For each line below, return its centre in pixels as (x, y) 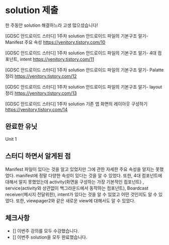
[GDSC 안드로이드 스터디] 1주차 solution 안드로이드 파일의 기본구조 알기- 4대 (81, 53)
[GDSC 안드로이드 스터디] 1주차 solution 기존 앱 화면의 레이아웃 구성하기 (76, 104)
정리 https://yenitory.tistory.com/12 (41, 76)
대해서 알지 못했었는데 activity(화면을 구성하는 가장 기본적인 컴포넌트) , (75, 182)
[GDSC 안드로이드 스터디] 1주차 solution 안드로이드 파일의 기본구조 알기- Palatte (84, 70)
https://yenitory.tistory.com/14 (36, 109)
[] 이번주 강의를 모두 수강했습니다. (46, 231)
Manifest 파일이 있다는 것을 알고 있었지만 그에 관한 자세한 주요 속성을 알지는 (80, 169)
